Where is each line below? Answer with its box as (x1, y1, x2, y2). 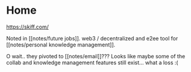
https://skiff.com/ (6, 23, 49, 30)
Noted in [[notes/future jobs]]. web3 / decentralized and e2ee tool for (6, 35, 178, 42)
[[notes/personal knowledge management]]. (6, 41, 116, 48)
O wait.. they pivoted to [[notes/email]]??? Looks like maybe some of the (6, 52, 186, 60)
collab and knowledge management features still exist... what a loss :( (6, 59, 178, 66)
